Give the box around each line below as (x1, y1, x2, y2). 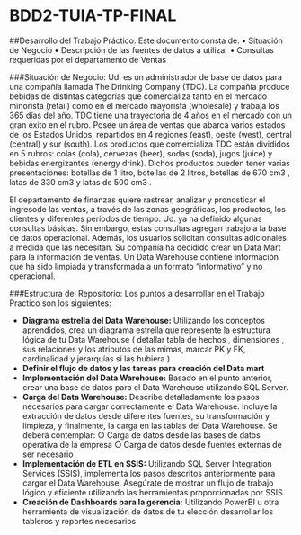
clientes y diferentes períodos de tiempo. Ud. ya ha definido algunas (9, 213, 262, 224)
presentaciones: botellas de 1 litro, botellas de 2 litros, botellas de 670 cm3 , (9, 167, 290, 178)
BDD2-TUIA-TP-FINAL (9, 5, 177, 26)
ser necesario (22, 449, 74, 459)
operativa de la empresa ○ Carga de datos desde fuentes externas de (22, 439, 283, 450)
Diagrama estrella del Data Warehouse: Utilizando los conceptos (22, 315, 265, 325)
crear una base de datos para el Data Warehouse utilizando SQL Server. (22, 381, 289, 392)
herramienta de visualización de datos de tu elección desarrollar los (22, 505, 274, 517)
